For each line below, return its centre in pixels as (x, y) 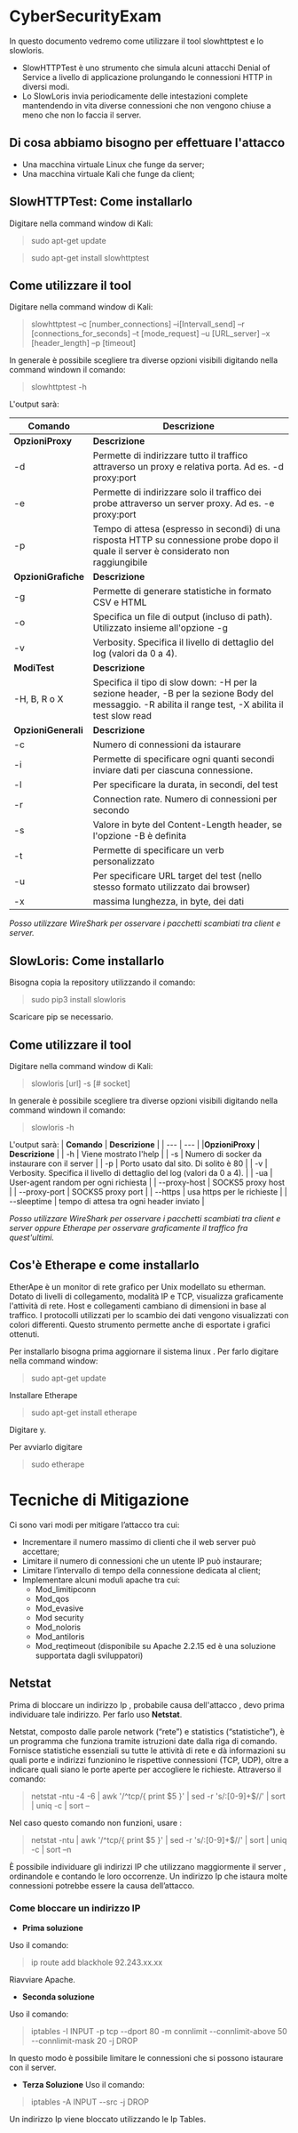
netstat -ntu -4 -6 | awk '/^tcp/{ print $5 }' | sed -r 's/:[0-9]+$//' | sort (158, 1796)
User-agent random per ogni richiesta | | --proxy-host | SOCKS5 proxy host (147, 1182)
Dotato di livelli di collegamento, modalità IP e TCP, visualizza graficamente (146, 1296)
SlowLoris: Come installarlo (87, 961)
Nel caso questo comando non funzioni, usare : (96, 1823)
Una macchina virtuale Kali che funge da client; (108, 173)
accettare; (41, 1551)
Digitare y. (28, 1429)
